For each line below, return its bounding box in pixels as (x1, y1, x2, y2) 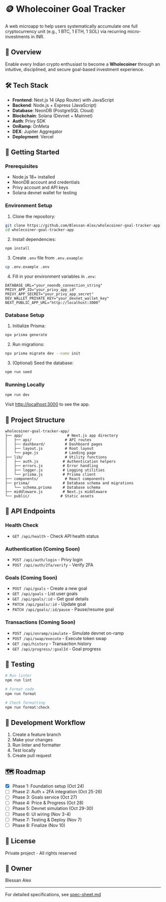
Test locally (12, 747, 36, 753)
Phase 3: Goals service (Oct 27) (12, 794, 78, 800)
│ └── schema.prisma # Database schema (5, 485, 100, 490)
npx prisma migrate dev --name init (5, 351, 81, 356)
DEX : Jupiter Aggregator (12, 129, 63, 134)
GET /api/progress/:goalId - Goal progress (12, 645, 101, 652)
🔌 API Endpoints (5, 507, 56, 515)
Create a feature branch (12, 731, 61, 737)
